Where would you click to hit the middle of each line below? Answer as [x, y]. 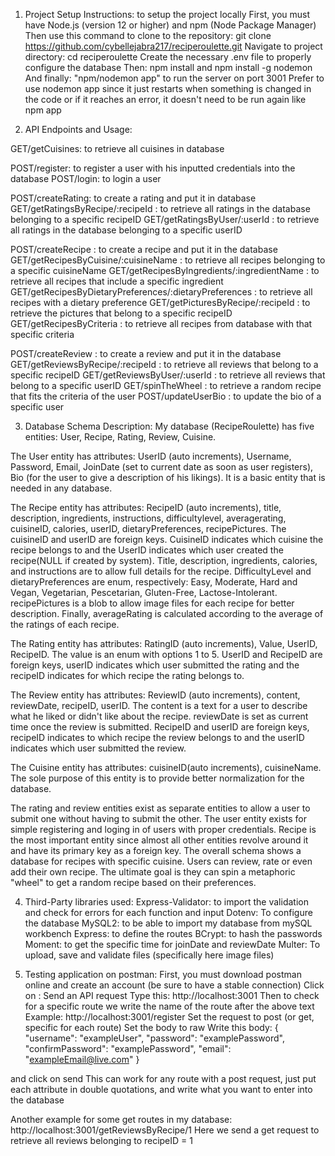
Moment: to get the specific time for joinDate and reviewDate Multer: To [172, 944]
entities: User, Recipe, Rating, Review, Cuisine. [120, 437]
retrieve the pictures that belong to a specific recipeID [121, 313]
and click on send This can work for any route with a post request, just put [163, 1078]
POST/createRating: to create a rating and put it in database [133, 198]
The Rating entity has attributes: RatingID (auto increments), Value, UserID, [164, 643]
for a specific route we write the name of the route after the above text [169, 1006]
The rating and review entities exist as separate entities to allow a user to [160, 808]
